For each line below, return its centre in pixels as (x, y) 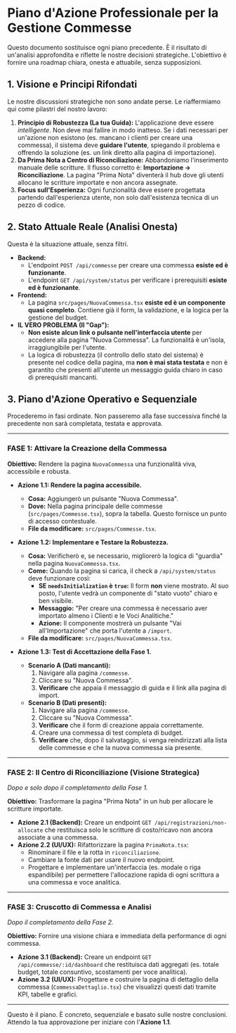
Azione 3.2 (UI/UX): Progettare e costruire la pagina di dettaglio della (118, 980)
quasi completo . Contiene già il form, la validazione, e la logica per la (128, 310)
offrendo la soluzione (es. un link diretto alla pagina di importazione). (117, 152)
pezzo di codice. (41, 205)
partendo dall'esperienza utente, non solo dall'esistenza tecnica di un (118, 197)
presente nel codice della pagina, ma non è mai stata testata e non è (128, 362)
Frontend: (32, 295)
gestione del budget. (58, 317)
